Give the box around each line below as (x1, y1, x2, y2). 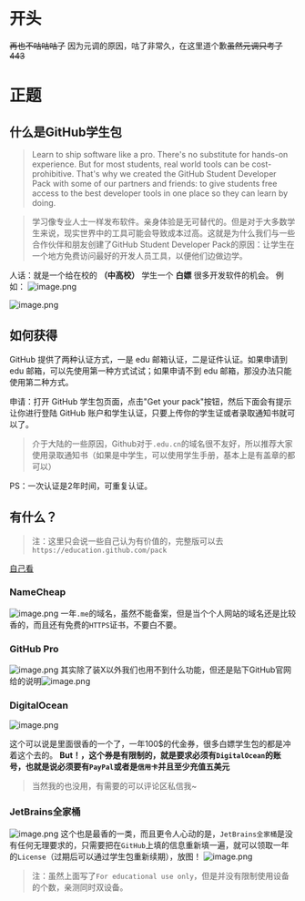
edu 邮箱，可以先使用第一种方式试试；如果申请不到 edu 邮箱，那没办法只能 (9, 365, 292, 376)
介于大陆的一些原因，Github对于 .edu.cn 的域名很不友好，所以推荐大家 (31, 438, 293, 449)
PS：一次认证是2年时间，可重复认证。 (9, 480, 153, 491)
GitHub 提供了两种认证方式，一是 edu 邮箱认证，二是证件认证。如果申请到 (9, 353, 289, 364)
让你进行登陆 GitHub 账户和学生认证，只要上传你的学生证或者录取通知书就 (9, 407, 288, 418)
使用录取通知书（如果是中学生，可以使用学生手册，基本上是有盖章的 (31, 449, 288, 460)
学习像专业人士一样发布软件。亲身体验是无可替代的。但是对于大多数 (31, 216, 288, 227)
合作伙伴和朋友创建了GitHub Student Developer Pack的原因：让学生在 (31, 239, 295, 250)
